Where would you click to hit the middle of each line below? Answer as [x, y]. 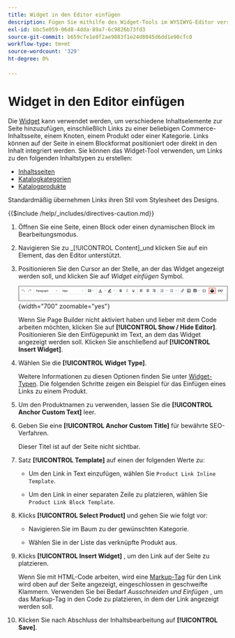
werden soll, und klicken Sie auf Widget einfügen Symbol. [101, 276]
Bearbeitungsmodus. [48, 234]
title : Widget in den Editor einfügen [64, 15]
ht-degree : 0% [29, 59]
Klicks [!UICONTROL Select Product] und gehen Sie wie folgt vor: [113, 515]
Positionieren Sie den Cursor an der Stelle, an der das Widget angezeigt [121, 268]
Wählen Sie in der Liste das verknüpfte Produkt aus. [103, 542]
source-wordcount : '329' [44, 52]
